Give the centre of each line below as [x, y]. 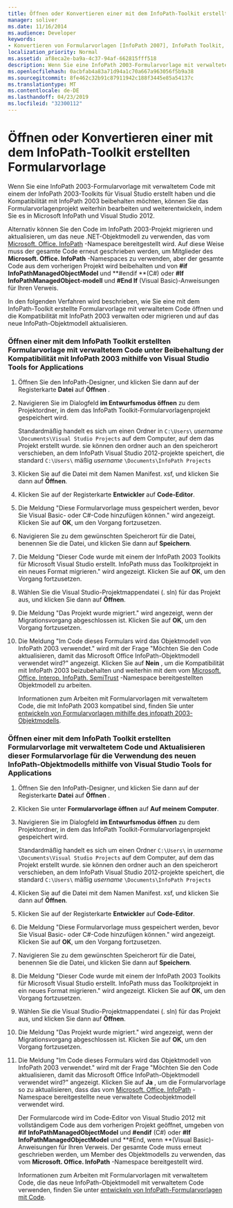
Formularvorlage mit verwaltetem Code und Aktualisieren [106, 747]
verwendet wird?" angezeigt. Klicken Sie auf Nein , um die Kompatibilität [121, 663]
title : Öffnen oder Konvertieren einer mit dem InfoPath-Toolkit [104, 13]
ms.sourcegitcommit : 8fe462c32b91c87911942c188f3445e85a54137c [101, 78]
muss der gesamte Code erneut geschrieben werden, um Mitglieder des [111, 251]
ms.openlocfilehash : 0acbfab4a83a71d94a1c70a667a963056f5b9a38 [101, 71]
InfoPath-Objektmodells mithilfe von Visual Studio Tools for [110, 765]
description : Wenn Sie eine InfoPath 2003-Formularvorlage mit [101, 65]
